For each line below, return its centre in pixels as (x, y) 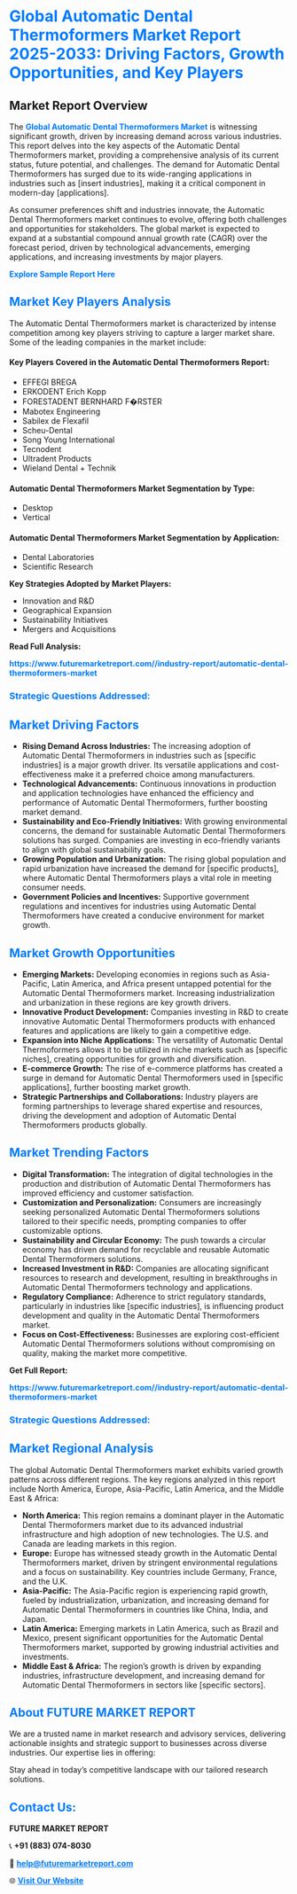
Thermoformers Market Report (125, 35)
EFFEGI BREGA (49, 382)
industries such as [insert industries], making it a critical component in (137, 183)
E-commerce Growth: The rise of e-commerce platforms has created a (152, 1068)
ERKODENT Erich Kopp (64, 392)
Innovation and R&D (58, 601)
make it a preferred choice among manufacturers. (164, 775)
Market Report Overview (78, 105)
